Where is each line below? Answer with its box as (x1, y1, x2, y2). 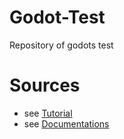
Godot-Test (9, 6, 106, 29)
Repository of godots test (9, 39, 114, 51)
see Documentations (23, 117, 110, 130)
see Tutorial (23, 107, 73, 119)
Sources (9, 74, 81, 97)
